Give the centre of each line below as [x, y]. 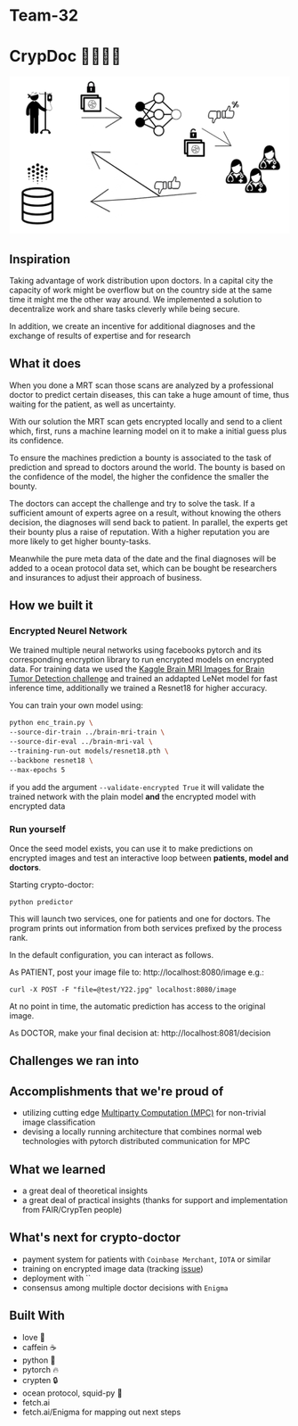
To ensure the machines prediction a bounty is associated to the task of [141, 457]
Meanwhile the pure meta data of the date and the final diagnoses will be [143, 558]
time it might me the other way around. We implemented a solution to [136, 299]
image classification [59, 1122]
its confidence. [36, 440]
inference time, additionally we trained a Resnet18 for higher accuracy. [138, 688]
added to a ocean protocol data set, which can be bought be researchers [143, 568]
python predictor [41, 902]
